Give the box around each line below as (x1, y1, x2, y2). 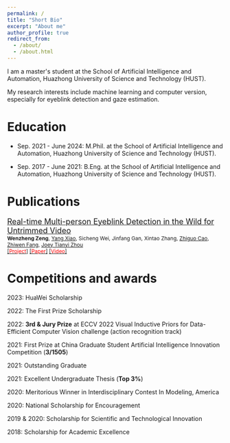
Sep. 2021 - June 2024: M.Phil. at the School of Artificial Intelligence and (16, 141, 223, 150)
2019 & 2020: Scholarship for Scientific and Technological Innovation (7, 414, 203, 422)
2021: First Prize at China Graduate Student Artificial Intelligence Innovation (7, 341, 220, 349)
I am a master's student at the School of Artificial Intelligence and (7, 67, 192, 76)
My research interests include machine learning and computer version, (7, 87, 207, 96)
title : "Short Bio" (7, 16, 63, 23)
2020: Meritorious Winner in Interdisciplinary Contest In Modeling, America (7, 387, 220, 396)
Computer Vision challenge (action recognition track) (32, 327, 182, 335)
